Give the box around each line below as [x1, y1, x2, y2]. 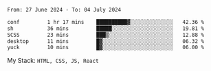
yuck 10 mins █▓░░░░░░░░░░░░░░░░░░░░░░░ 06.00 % [7, 44, 205, 51]
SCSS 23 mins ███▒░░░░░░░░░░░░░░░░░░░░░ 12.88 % [7, 31, 205, 38]
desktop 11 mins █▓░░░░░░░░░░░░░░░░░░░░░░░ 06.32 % [7, 38, 205, 44]
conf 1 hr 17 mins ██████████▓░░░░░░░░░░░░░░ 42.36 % [7, 18, 205, 25]
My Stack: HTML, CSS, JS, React [7, 57, 99, 65]
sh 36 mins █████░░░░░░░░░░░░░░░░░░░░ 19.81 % [7, 25, 205, 32]
